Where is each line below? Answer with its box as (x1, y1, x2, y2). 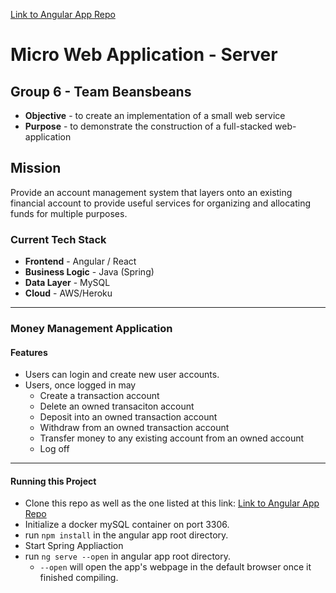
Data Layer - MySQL (24, 277, 111, 289)
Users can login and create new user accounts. (24, 369, 220, 381)
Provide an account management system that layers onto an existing (10, 186, 293, 198)
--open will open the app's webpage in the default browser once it (39, 561, 312, 573)
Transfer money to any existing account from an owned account (39, 432, 305, 444)
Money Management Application (10, 322, 173, 336)
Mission (10, 160, 62, 177)
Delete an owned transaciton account (39, 400, 195, 413)
